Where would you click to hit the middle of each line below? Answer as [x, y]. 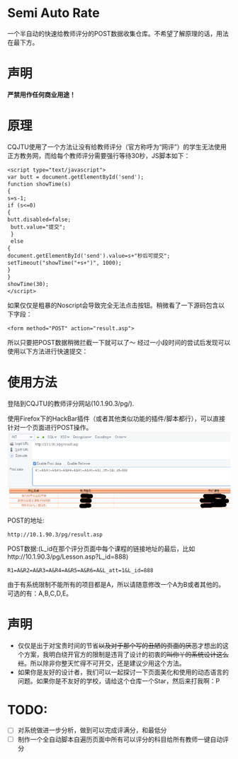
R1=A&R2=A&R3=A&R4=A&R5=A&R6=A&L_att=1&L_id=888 [80, 570]
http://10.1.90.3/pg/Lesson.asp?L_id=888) [68, 557]
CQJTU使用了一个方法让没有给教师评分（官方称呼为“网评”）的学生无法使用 [117, 147]
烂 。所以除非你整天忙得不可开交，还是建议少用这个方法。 [101, 663]
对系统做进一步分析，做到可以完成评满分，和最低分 [92, 730]
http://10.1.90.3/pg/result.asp [55, 535]
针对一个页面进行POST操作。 [50, 427]
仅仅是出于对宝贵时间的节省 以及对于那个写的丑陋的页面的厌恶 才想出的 [120, 645]
